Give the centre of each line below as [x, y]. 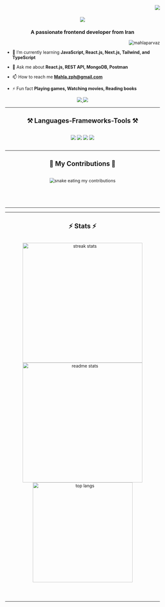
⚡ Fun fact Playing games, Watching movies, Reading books [74, 88]
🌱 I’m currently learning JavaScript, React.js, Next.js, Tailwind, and [81, 52]
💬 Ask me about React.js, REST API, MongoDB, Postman [70, 67]
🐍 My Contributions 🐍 [82, 163]
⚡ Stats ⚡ [82, 226]
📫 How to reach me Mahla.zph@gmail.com [57, 77]
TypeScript [24, 58]
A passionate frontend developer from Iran [82, 32]
